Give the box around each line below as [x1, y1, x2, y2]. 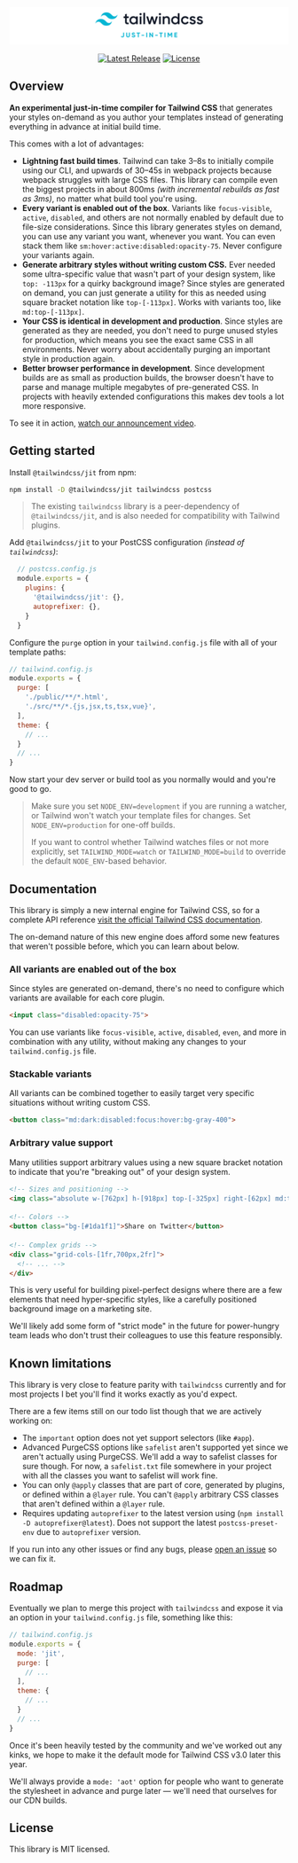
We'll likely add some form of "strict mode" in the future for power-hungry [9, 1320, 279, 1332]
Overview [9, 79, 65, 94]
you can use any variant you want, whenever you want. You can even [21, 231, 276, 241]
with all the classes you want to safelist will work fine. [21, 1470, 218, 1481]
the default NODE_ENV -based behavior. [30, 856, 167, 866]
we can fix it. [9, 1554, 56, 1564]
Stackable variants [9, 1068, 92, 1080]
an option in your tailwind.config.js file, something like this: [9, 1612, 233, 1623]
